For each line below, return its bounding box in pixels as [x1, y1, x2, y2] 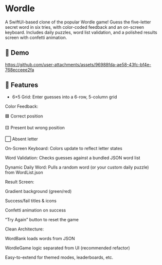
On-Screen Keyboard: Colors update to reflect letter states [5, 145, 123, 151]
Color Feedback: [5, 103, 38, 109]
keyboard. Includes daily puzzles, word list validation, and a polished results [5, 29, 157, 35]
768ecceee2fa [5, 67, 35, 73]
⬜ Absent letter [5, 136, 38, 142]
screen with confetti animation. [5, 35, 67, 40]
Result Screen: [5, 179, 35, 185]
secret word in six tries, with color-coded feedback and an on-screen [5, 24, 144, 30]
